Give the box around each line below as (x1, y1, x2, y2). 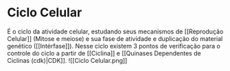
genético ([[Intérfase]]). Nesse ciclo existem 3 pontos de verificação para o (7, 42, 221, 50)
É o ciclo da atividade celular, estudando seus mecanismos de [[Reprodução (7, 27, 224, 35)
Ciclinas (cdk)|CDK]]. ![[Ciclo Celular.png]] (7, 56, 128, 64)
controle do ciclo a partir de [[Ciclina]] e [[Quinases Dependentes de (7, 49, 201, 57)
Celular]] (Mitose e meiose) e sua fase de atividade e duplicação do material (7, 34, 223, 42)
